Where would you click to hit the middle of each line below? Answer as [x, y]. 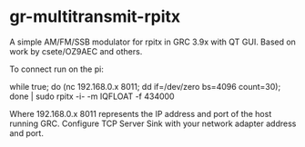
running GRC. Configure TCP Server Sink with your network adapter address [153, 123]
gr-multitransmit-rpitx [95, 17]
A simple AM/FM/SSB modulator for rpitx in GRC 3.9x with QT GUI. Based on [152, 42]
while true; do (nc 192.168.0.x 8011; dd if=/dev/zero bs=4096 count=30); [145, 86]
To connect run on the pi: [57, 69]
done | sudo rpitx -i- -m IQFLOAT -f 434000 [92, 96]
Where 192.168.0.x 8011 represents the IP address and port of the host [141, 113]
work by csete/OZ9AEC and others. [76, 51]
